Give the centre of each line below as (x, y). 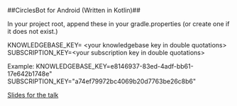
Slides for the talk (33, 95)
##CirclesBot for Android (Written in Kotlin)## (74, 10)
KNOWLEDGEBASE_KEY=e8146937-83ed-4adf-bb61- (115, 66)
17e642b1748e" (30, 74)
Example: (21, 66)
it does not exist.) (33, 31)
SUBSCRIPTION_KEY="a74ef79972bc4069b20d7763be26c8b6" (102, 81)
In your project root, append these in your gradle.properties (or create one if (118, 24)
